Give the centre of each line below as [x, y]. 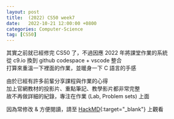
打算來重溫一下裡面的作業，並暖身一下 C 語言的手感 [71, 68]
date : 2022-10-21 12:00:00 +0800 [52, 23]
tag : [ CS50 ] [21, 35]
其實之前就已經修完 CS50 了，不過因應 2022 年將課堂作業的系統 [87, 53]
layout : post [23, 12]
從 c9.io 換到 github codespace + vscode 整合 [64, 60]
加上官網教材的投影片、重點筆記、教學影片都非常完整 [73, 88]
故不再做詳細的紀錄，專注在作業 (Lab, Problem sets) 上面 [78, 96]
